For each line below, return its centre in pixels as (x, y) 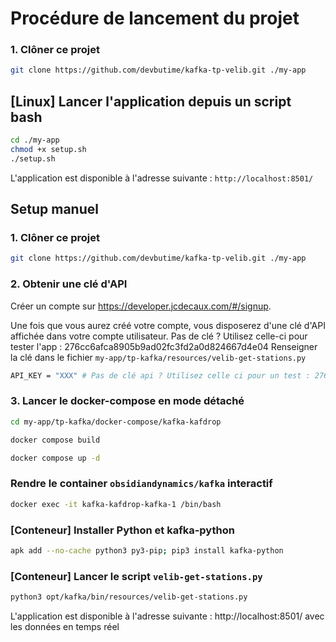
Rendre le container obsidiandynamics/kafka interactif (141, 484)
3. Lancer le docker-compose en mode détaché (127, 401)
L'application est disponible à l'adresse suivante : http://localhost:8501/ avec (167, 616)
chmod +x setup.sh (48, 150)
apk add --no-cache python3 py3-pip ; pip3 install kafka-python (147, 550)
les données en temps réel (65, 626)
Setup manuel (54, 209)
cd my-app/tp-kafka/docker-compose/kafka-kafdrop (116, 422)
